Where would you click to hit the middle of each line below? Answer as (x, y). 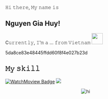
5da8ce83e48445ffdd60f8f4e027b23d (47, 52)
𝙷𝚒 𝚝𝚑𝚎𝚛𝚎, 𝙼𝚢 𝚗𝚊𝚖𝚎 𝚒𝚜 (32, 7)
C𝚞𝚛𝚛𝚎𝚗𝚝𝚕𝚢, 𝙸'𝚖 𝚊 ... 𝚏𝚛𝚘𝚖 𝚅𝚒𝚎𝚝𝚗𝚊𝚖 (48, 42)
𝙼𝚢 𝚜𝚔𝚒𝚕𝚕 (23, 69)
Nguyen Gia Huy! (33, 24)
